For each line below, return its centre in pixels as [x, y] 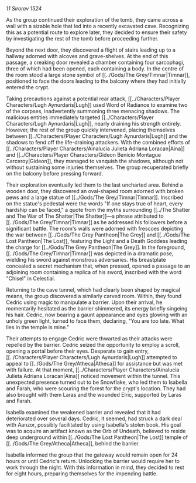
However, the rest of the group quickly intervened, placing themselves [91, 130]
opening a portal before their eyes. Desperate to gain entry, [78, 351]
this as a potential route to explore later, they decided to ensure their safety [97, 32]
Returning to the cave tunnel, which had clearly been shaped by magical [93, 290]
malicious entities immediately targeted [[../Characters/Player [80, 117]
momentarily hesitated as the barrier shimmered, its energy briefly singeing [97, 308]
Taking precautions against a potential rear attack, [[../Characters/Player [93, 99]
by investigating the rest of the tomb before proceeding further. [82, 38]
